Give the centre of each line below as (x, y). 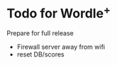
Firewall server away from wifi (61, 47)
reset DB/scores (40, 54)
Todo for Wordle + (59, 12)
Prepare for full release (40, 33)
